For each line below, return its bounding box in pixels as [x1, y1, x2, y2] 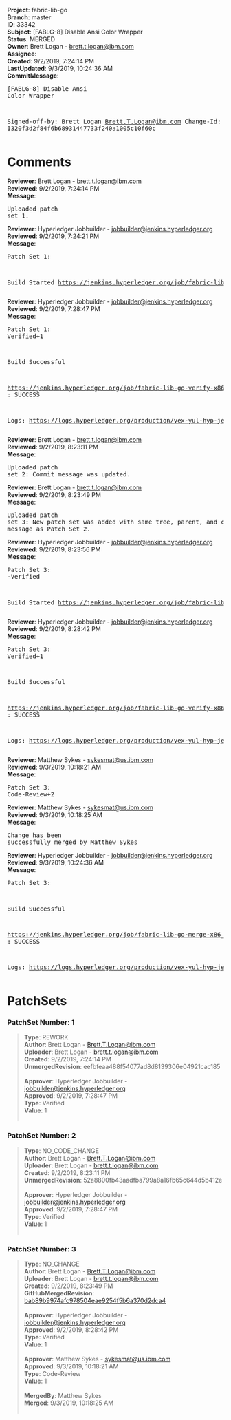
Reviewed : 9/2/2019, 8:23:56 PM [7, 545, 101, 553]
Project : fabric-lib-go [7, 6, 67, 14]
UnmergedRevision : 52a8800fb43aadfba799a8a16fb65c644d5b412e [23, 1176, 223, 1184]
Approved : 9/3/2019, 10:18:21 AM [23, 1362, 119, 1370]
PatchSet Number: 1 [7, 1018, 75, 1028]
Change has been [7, 831, 62, 839]
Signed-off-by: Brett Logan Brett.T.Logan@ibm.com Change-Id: [7, 118, 221, 125]
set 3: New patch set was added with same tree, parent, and [7, 518, 218, 526]
